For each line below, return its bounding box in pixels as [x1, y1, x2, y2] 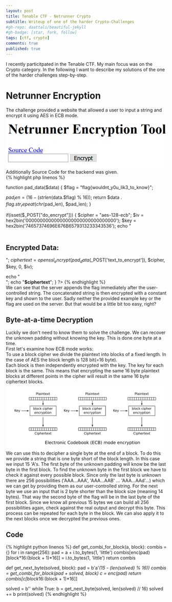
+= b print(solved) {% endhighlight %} [6, 591, 87, 597]
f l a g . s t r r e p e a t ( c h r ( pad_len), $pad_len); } [6, 201, 92, 208]
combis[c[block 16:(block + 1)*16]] [6, 576, 78, 582]
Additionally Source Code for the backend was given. [6, 168, 118, 175]
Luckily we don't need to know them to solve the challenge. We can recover [6, 329, 166, 335]
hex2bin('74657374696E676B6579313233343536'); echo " [6, 223, 132, 229]
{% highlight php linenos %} [6, 174, 66, 180]
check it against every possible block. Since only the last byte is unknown [6, 472, 161, 478]
